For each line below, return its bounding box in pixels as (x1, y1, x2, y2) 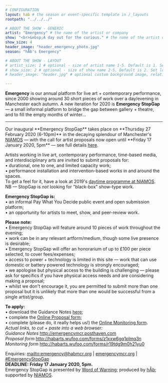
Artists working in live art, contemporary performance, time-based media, (5, 152, 157, 158)
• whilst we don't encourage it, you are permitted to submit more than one (5, 283, 158, 289)
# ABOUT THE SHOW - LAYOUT (5, 58, 61, 63)
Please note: (5, 219, 32, 225)
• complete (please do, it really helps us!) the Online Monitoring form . (5, 320, 148, 326)
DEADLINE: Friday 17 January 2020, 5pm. (5, 361, 93, 367)
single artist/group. (5, 294, 44, 300)
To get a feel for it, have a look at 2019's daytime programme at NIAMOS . (5, 179, 156, 185)
